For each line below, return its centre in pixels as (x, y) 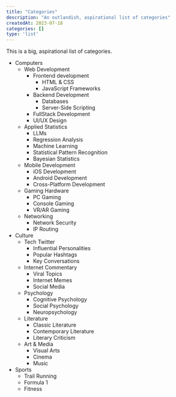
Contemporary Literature (63, 331)
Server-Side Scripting (68, 108)
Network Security (55, 223)
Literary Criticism (54, 338)
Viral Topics (47, 274)
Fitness (33, 389)
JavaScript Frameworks (71, 88)
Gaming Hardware (46, 191)
